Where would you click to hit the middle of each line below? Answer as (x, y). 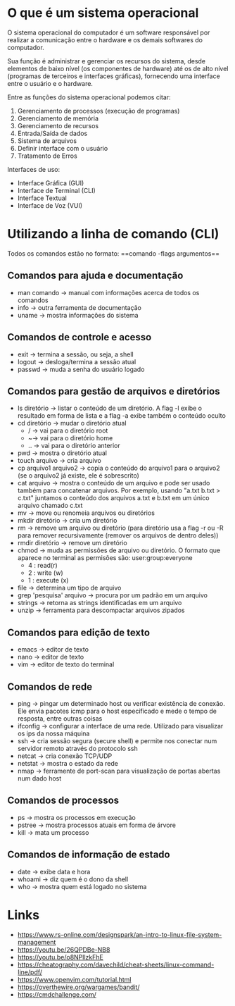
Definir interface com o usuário (63, 148)
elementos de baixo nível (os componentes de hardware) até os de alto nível (118, 68)
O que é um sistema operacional (103, 13)
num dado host (39, 778)
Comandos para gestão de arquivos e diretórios (114, 391)
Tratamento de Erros (47, 156)
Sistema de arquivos (47, 141)
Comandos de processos (63, 801)
